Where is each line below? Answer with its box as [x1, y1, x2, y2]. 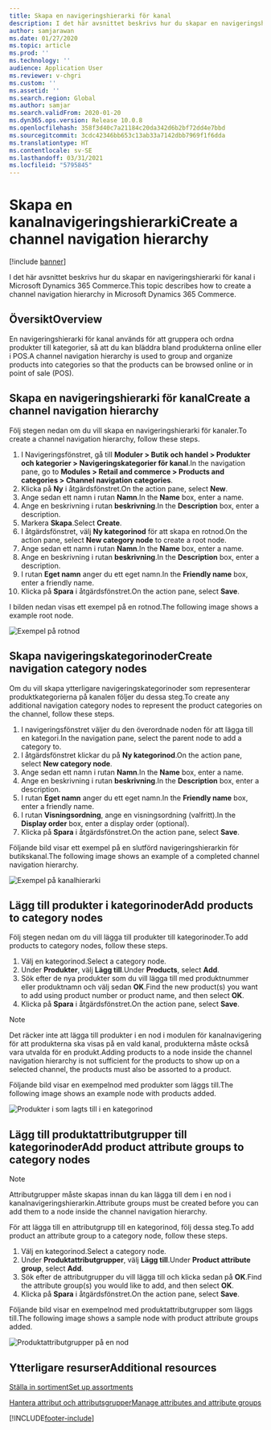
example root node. [9, 610, 74, 620]
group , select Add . [20, 1264, 84, 1273]
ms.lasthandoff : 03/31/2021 [9, 154, 104, 162]
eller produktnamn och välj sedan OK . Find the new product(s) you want [20, 982, 258, 992]
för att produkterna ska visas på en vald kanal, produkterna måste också [9, 1039, 249, 1049]
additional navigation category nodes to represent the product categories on [9, 701, 262, 710]
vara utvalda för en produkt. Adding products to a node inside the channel [9, 1047, 253, 1058]
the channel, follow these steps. [9, 709, 115, 718]
